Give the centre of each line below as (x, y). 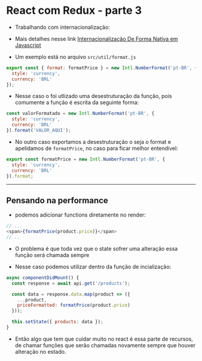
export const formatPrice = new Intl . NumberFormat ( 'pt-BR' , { (86, 159)
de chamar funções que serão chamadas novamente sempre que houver (105, 345)
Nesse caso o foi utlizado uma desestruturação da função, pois (93, 96)
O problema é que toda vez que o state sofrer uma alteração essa (96, 248)
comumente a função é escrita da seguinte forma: (77, 102)
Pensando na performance (57, 200)
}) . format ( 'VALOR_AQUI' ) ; (38, 131)
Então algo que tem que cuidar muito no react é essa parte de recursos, (104, 339)
